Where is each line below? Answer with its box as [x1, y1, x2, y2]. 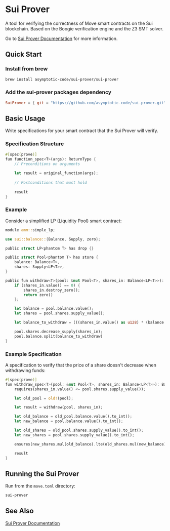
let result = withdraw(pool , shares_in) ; [14, 405, 103, 410]
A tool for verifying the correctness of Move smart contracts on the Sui [5, 20, 153, 26]
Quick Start [5, 50, 42, 59]
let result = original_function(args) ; [14, 171, 99, 176]
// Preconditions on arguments [14, 161, 80, 167]
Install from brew [5, 65, 48, 72]
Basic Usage [5, 114, 46, 123]
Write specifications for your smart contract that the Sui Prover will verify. [5, 128, 158, 134]
